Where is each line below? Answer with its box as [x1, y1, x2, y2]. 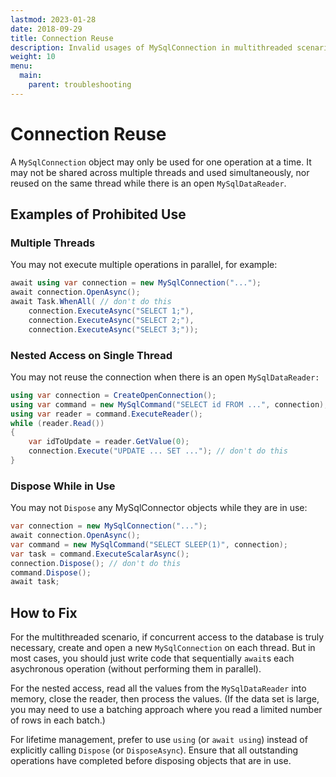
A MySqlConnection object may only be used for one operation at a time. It [10, 156, 312, 168]
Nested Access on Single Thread [10, 348, 173, 362]
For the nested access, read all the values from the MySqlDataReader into [10, 682, 307, 695]
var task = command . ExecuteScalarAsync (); [10, 549, 190, 559]
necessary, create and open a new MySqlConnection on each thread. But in [10, 642, 316, 654]
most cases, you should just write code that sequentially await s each [10, 652, 295, 665]
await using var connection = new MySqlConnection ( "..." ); [10, 278, 262, 288]
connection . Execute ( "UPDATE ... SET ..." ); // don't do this [28, 446, 288, 456]
